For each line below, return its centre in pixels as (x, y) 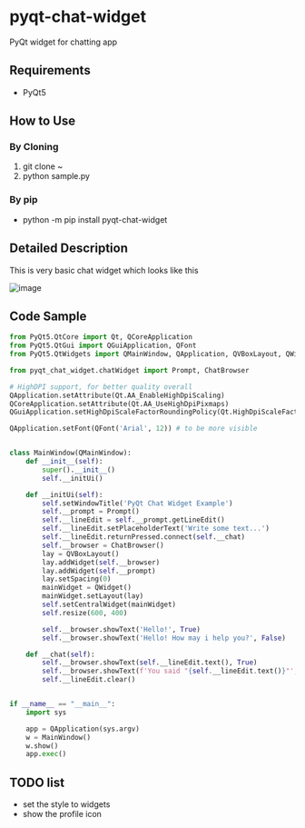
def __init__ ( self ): (64, 462)
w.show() (42, 746)
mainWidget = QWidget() (87, 588)
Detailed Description (69, 249)
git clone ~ (43, 166)
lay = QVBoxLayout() (81, 554)
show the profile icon (62, 814)
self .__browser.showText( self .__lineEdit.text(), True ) (150, 663)
